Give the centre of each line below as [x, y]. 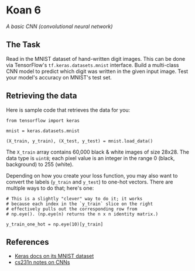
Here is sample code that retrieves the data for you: [68, 110]
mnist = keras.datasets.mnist [43, 131]
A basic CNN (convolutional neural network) [59, 26]
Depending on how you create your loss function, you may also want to [92, 175]
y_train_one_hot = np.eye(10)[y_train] [55, 224]
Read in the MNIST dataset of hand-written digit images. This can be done [96, 58]
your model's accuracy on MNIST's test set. [59, 77]
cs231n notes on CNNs [42, 262]
